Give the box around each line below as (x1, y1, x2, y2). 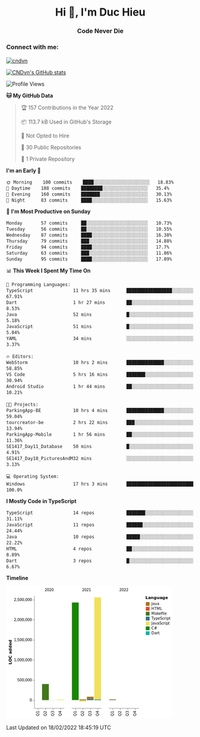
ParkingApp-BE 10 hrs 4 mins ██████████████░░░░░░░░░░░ (6, 408, 194, 414)
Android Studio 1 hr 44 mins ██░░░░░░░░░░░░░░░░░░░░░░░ (6, 384, 194, 390)
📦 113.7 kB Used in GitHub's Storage (20, 118, 112, 125)
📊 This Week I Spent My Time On (6, 267, 91, 275)
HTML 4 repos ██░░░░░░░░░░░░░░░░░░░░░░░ (6, 546, 194, 552)
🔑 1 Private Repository (20, 155, 75, 163)
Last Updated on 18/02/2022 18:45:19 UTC (6, 724, 112, 731)
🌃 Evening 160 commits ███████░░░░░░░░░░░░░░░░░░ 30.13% (6, 191, 172, 197)
